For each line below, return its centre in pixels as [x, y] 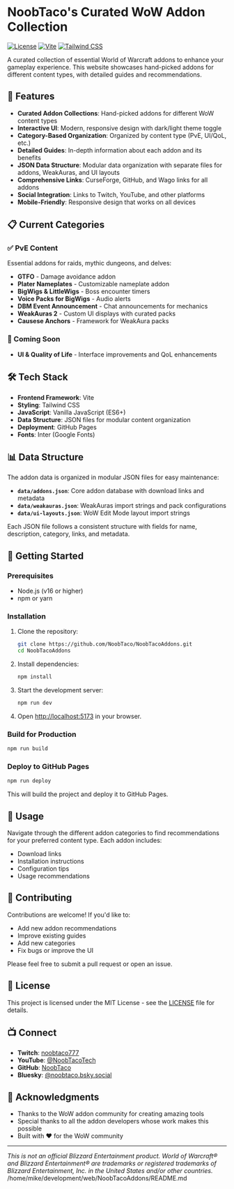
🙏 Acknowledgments [53, 1097]
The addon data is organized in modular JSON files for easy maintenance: [113, 477]
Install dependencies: [48, 664]
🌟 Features [31, 96]
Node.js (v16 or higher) [50, 591]
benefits [29, 157]
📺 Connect [32, 1033]
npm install [34, 677]
